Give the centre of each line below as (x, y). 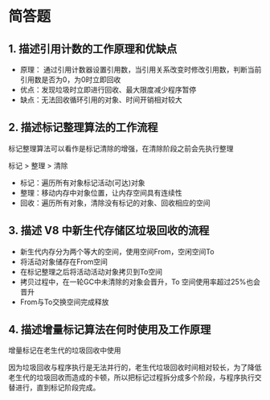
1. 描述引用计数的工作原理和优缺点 (93, 49)
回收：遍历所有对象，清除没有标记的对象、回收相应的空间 (115, 203)
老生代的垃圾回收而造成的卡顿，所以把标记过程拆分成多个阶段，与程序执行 (131, 377)
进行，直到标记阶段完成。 (57, 388)
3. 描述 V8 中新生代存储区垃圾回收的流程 (109, 231)
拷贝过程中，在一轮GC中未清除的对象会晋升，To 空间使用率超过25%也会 (140, 282)
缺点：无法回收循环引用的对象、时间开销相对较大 (101, 100)
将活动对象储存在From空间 (64, 262)
